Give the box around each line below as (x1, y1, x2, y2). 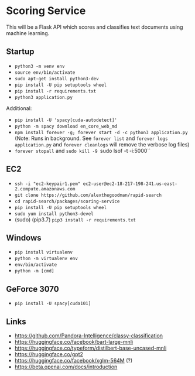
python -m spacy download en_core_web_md (14, 123, 117, 129)
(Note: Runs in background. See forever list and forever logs (14, 135, 168, 142)
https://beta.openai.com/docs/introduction (14, 363, 118, 370)
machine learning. (6, 29, 50, 36)
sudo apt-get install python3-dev (14, 76, 99, 81)
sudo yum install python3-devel (14, 211, 94, 217)
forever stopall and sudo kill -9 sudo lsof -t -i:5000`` (14, 147, 151, 154)
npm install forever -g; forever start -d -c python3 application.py (14, 129, 189, 135)
